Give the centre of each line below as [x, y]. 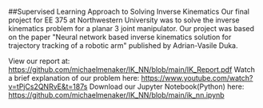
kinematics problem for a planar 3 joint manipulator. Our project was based [131, 28]
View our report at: [39, 61]
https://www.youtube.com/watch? [197, 78]
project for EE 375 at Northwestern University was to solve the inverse [124, 20]
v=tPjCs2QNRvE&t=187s [48, 86]
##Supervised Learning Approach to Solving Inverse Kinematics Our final [129, 12]
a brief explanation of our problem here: [74, 78]
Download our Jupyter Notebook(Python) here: [167, 86]
